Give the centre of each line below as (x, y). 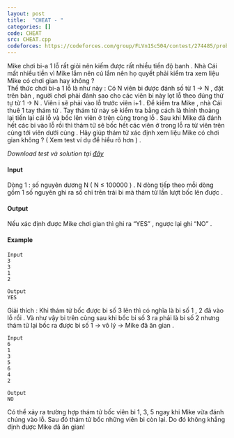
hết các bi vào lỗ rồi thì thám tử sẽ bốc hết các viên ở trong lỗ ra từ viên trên (116, 125)
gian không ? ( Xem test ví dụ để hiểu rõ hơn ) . (74, 140)
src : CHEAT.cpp (29, 40)
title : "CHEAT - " (36, 20)
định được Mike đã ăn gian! (46, 427)
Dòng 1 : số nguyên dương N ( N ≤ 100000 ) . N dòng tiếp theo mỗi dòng (110, 185)
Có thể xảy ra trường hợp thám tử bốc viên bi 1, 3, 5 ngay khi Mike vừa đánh (116, 411)
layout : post (26, 14)
